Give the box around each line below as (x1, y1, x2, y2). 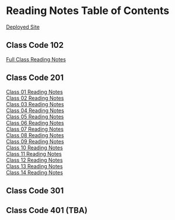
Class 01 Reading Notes (6, 88, 63, 95)
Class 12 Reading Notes (6, 156, 63, 163)
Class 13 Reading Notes (6, 162, 63, 170)
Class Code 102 (6, 40, 64, 50)
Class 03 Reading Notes (6, 100, 64, 107)
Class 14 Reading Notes (6, 169, 63, 176)
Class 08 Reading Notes (6, 131, 64, 138)
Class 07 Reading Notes (6, 125, 64, 132)
